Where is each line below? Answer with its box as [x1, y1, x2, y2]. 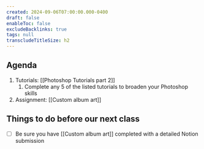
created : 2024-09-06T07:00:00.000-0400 [6, 9, 108, 15]
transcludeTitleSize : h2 [6, 37, 70, 44]
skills [24, 90, 38, 97]
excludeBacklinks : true [6, 26, 67, 32]
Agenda [6, 60, 37, 71]
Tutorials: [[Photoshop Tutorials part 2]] [15, 76, 115, 83]
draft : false [6, 15, 40, 21]
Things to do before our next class [6, 114, 140, 124]
